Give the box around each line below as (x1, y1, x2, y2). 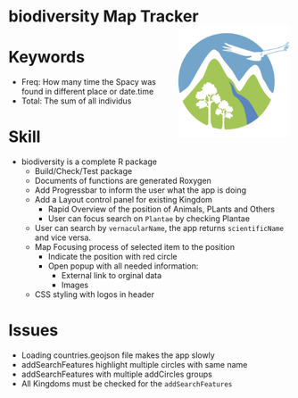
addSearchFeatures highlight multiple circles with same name (21, 360, 248, 369)
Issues (8, 320, 59, 341)
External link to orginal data (61, 270, 162, 281)
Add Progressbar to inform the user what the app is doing (34, 185, 247, 195)
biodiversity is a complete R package (21, 156, 158, 167)
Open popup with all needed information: (47, 261, 199, 271)
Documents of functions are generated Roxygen (34, 176, 211, 187)
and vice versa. (34, 232, 91, 243)
